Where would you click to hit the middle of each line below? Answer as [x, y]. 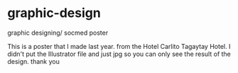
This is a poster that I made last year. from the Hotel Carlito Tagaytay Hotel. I [119, 46]
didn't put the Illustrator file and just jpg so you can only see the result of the [119, 54]
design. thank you [34, 61]
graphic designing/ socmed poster [58, 33]
